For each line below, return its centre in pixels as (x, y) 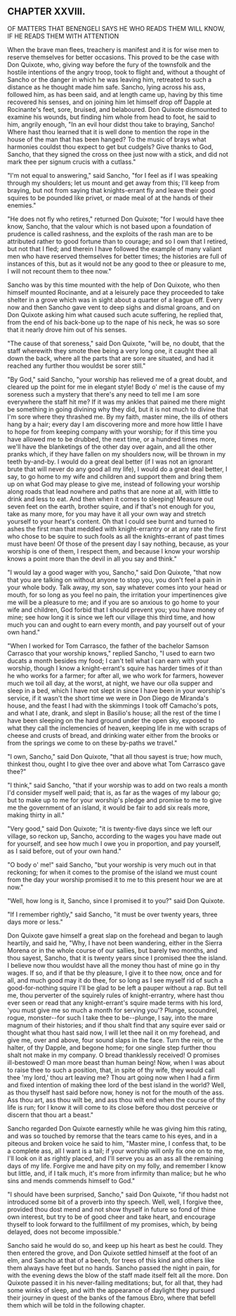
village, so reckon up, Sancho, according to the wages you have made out (114, 836)
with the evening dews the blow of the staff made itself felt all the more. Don (118, 1275)
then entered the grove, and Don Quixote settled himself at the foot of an (112, 1253)
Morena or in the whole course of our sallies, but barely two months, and (112, 950)
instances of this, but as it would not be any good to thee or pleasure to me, (117, 264)
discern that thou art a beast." (50, 1115)
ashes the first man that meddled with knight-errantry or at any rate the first (117, 529)
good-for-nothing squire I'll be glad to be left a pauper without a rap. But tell (117, 988)
